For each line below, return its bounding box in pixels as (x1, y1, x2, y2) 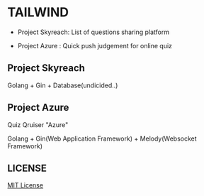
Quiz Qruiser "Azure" (7, 120, 69, 129)
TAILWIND (7, 4, 69, 21)
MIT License (7, 181, 44, 190)
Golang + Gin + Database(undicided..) (7, 81, 118, 89)
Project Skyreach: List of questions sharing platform (17, 28, 170, 36)
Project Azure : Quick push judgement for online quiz (17, 41, 172, 50)
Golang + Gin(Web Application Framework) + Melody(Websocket (7, 134, 197, 143)
